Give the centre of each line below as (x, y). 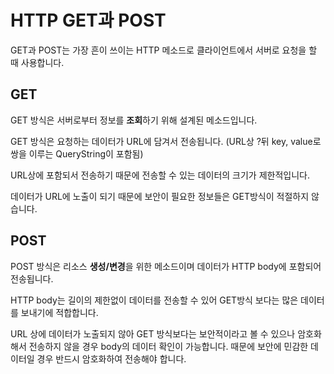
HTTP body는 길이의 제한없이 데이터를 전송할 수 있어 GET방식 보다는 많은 (154, 300)
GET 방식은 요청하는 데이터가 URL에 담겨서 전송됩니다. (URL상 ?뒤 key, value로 (166, 141)
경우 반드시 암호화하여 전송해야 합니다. (111, 358)
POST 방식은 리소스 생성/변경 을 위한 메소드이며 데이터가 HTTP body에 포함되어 (166, 266)
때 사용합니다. (37, 62)
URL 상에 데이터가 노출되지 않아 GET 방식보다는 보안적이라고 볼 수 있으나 (153, 333)
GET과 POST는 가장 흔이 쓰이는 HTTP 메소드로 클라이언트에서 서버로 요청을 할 (164, 50)
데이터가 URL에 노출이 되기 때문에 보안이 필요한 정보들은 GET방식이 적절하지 (160, 196)
